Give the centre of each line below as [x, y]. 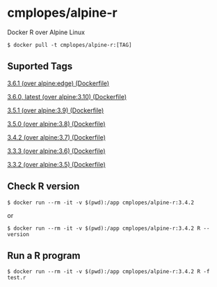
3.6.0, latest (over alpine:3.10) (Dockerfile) [67, 96]
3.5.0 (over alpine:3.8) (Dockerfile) [56, 124]
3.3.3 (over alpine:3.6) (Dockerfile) [56, 151]
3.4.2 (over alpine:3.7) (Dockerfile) [56, 137]
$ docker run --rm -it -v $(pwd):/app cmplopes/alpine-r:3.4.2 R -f [108, 272]
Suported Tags [40, 67]
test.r [17, 278]
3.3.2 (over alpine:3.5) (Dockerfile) [56, 164]
